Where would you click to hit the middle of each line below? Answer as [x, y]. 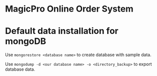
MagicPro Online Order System [69, 9]
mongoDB [26, 41]
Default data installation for [62, 31]
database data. [20, 69]
